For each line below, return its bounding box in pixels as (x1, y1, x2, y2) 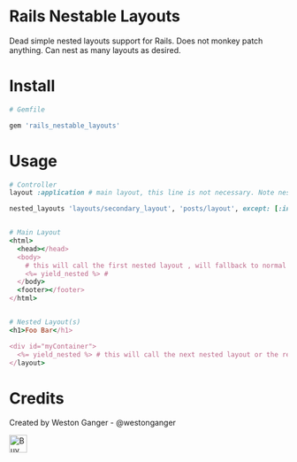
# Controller (9, 180, 57, 189)
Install (9, 76, 56, 96)
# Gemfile (9, 104, 46, 114)
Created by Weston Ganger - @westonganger (9, 418, 177, 428)
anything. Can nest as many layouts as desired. (9, 44, 181, 55)
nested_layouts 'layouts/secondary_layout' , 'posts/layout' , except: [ (9, 204, 278, 213)
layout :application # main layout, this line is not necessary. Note (9, 189, 275, 197)
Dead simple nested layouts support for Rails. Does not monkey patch (9, 35, 263, 46)
